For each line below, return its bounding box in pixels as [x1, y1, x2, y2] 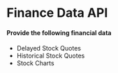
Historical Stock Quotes [16, 51, 85, 60]
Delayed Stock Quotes [16, 44, 82, 53]
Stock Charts [16, 59, 54, 67]
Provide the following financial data [6, 28, 112, 36]
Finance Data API [6, 5, 108, 21]
